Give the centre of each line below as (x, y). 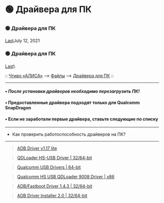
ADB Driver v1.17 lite (37, 148)
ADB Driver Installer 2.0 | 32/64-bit (52, 196)
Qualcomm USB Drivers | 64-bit (49, 167)
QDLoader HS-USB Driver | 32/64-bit (54, 158)
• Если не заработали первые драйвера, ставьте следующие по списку (82, 119)
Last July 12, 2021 (22, 41)
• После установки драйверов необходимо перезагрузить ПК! (72, 91)
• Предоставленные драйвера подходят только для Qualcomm (72, 102)
